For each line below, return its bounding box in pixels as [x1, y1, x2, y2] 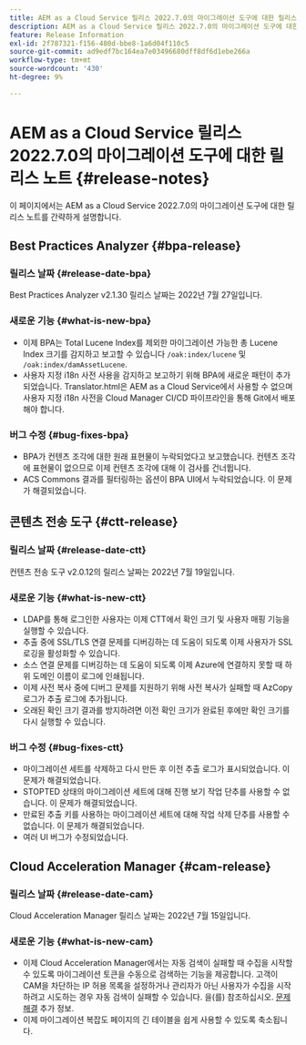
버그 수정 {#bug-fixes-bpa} [9, 429, 129, 441]
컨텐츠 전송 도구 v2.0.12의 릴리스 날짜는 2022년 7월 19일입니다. [9, 566, 235, 577]
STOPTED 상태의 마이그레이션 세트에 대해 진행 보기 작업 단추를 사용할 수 [22, 786, 280, 797]
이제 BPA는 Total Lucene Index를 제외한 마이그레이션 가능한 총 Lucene [22, 337, 278, 348]
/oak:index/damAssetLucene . [22, 359, 127, 370]
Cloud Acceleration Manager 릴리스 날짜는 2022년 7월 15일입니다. [9, 909, 251, 920]
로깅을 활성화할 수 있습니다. [22, 647, 121, 658]
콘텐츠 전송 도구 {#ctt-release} [9, 514, 178, 530]
